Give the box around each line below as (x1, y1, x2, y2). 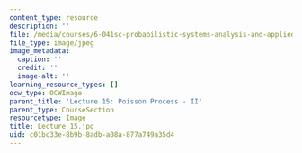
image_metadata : (9, 47, 70, 56)
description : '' (9, 22, 70, 31)
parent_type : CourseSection (9, 105, 115, 114)
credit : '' (17, 64, 58, 73)
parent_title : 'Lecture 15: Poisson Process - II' (9, 96, 203, 106)
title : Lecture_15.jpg (9, 122, 94, 131)
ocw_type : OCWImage (9, 88, 83, 97)
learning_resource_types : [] (9, 80, 119, 89)
